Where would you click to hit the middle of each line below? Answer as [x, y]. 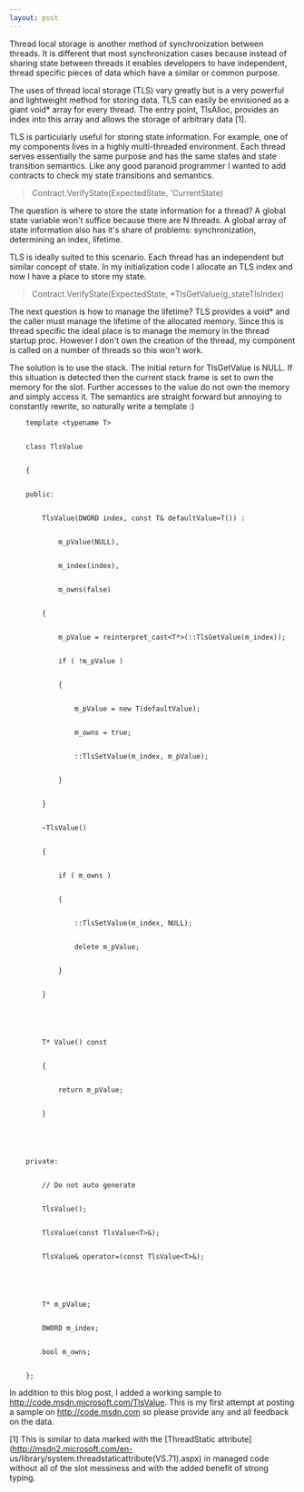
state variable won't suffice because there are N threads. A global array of [148, 220]
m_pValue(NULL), [88, 542]
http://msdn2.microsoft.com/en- [73, 1448]
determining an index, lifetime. [66, 239]
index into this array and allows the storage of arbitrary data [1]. [128, 119]
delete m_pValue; [107, 947]
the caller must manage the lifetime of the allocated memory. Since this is [147, 321]
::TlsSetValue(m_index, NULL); [133, 923]
